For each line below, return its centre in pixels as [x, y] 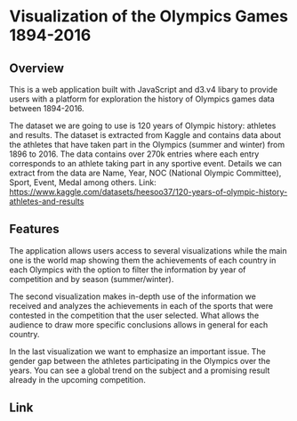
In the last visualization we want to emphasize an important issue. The [138, 351]
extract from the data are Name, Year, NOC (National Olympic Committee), [145, 173]
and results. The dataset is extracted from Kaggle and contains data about [145, 135]
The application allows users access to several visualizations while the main [148, 250]
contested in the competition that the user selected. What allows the [134, 315]
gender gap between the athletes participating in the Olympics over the [140, 360]
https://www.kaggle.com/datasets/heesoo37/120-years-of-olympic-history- [148, 192]
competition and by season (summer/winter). [92, 279]
